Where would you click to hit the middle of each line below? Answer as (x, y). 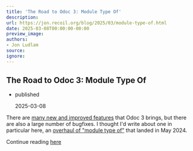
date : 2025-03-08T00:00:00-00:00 (48, 28)
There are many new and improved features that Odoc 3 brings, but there (96, 118)
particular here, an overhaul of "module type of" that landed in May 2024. (97, 130)
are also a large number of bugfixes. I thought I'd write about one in (89, 124)
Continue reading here (34, 142)
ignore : (16, 56)
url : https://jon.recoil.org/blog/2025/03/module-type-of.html (87, 23)
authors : (17, 39)
